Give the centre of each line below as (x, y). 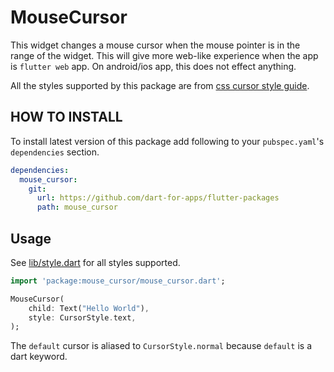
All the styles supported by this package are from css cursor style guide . (160, 85)
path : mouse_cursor (77, 207)
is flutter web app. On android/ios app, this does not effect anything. (153, 66)
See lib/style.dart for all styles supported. (95, 262)
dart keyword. (39, 357)
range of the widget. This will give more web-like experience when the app (164, 55)
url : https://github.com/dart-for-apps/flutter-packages (158, 198)
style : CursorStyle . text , (82, 317)
